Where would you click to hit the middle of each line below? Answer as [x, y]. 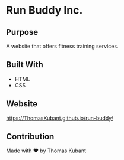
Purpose [22, 32]
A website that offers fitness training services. [62, 46]
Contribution [30, 137]
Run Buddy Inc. [44, 10]
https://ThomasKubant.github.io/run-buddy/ [60, 118]
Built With [25, 65]
